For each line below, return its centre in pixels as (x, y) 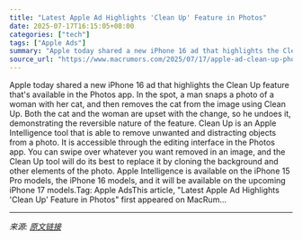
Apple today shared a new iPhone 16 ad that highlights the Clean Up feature (149, 85)
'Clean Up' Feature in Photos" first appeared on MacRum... (118, 200)
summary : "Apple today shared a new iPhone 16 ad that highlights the (144, 51)
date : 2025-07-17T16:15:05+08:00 (72, 26)
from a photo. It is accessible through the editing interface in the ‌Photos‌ (142, 142)
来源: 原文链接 (35, 227)
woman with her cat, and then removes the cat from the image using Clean (147, 104)
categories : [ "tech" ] (50, 34)
